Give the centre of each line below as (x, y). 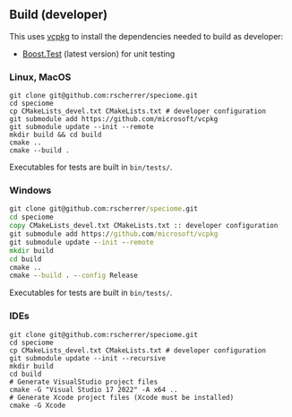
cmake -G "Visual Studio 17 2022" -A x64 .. (94, 389)
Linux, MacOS (40, 77)
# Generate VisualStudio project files (84, 382)
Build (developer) (59, 15)
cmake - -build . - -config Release (74, 276)
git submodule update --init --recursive (88, 358)
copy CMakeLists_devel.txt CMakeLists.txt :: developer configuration (144, 226)
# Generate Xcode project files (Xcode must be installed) (122, 397)
